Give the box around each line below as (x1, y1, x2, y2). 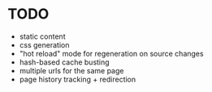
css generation (19, 40, 70, 49)
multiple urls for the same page (19, 65, 124, 75)
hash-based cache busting (19, 57, 110, 67)
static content (19, 31, 66, 41)
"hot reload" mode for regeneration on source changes (19, 48, 204, 58)
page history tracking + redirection (19, 74, 136, 84)
